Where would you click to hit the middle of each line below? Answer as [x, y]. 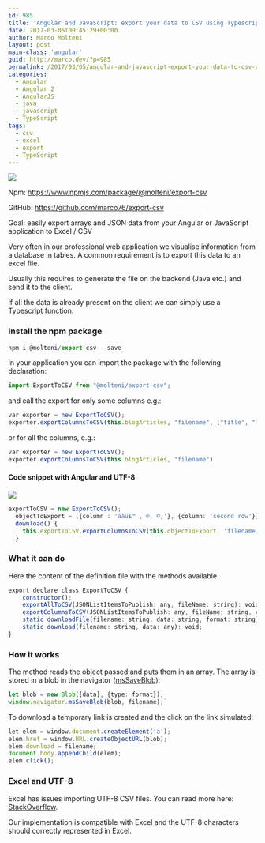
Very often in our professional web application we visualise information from [132, 247]
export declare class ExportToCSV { [68, 590]
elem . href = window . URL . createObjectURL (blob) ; [88, 739]
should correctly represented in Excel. [70, 830]
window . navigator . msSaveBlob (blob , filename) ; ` [88, 702]
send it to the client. [40, 287]
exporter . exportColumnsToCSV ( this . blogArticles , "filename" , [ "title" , [128, 423]
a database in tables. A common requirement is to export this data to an [124, 255]
